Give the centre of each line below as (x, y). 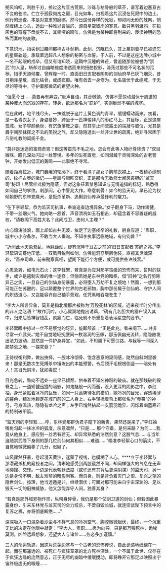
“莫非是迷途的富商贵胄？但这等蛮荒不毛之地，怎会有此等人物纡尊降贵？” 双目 (83, 149)
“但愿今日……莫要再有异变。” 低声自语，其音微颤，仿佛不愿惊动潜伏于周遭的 (81, 97)
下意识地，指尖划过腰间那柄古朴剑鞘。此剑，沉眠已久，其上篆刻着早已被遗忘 (83, 49)
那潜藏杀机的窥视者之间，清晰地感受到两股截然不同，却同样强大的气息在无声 (83, 464)
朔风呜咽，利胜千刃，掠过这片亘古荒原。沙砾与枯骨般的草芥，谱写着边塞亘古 (83, 7)
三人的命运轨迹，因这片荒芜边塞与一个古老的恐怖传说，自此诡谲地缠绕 (77, 545)
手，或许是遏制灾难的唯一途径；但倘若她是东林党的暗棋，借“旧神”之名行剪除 (83, 276)
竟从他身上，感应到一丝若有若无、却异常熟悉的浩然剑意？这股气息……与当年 (83, 434)
